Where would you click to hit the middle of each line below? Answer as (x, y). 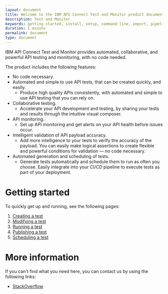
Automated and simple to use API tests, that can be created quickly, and (86, 82)
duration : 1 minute (25, 28)
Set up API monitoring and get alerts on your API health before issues (91, 124)
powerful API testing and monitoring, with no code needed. (66, 57)
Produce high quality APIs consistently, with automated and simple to (91, 92)
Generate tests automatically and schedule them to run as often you (90, 161)
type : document (21, 38)
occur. (26, 129)
